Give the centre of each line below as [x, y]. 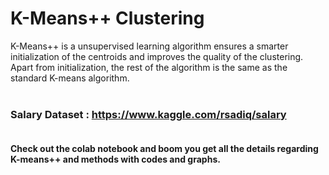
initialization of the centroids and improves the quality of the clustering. [157, 56]
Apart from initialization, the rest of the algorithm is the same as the [149, 67]
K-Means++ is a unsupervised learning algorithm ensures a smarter [149, 46]
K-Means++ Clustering [107, 18]
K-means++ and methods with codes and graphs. [115, 159]
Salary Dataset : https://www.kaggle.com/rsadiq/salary [148, 114]
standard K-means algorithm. [70, 78]
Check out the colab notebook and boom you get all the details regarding [164, 149]
